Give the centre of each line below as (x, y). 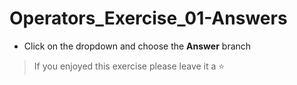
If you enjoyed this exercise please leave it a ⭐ (129, 66)
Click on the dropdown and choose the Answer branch (137, 46)
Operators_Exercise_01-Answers (148, 18)
